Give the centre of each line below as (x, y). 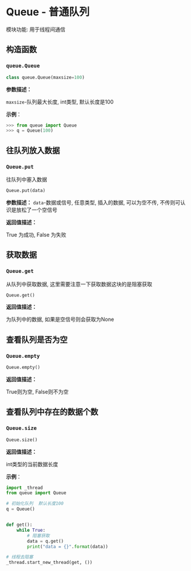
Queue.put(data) (26, 190)
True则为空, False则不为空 (37, 392)
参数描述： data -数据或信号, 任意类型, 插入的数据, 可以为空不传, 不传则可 (93, 202)
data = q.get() (46, 541)
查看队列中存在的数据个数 (52, 412)
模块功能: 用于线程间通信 (36, 29)
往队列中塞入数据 (27, 179)
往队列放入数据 (33, 150)
